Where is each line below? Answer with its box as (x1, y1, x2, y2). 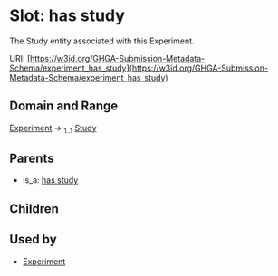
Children (9, 201, 59, 216)
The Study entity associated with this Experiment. (9, 35, 195, 46)
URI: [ (9, 52, 31, 63)
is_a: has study (22, 175, 79, 186)
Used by (9, 232, 57, 247)
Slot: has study (9, 5, 125, 26)
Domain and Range (9, 99, 119, 114)
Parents (9, 150, 54, 166)
